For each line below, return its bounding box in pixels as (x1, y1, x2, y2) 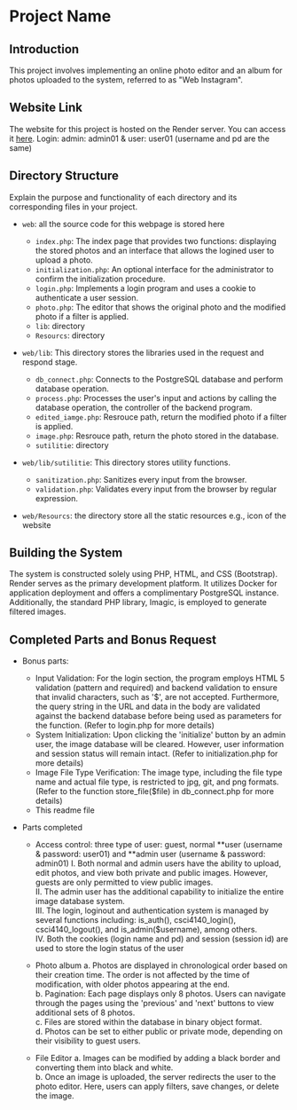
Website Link (9, 100, 82, 115)
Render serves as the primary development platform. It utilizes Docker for (9, 579, 277, 589)
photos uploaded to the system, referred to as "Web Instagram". (9, 75, 244, 85)
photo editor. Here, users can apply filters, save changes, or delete (35, 1081, 279, 1092)
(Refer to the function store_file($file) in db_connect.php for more (35, 786, 275, 797)
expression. (35, 492, 78, 503)
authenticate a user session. (35, 292, 139, 303)
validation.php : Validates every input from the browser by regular (35, 484, 277, 494)
